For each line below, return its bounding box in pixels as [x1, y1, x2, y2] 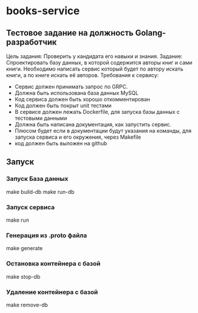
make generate [6, 245, 43, 252]
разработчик [6, 37, 57, 47]
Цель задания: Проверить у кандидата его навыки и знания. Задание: [6, 53, 183, 60]
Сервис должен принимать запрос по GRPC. [14, 83, 128, 90]
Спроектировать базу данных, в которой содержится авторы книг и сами [6, 59, 193, 66]
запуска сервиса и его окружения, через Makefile [14, 133, 141, 140]
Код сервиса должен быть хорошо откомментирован [14, 96, 151, 103]
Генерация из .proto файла [6, 231, 87, 239]
